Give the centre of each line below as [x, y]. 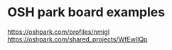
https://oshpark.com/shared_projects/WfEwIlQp [77, 39]
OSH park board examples [86, 12]
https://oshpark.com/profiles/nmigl [59, 32]
